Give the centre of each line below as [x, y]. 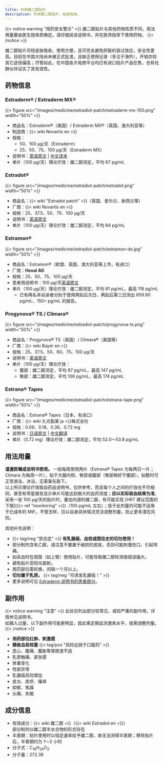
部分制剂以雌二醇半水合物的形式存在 [49, 729]
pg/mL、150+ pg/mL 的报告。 [49, 301]
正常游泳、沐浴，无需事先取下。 [37, 481]
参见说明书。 [22, 617]
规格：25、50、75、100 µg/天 [42, 276]
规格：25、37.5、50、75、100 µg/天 [49, 213]
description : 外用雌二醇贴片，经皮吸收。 [43, 14]
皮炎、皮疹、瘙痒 [29, 681]
